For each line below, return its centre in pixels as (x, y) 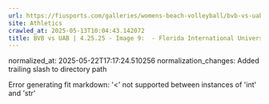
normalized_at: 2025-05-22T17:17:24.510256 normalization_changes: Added (134, 61)
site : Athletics (35, 23)
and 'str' (22, 94)
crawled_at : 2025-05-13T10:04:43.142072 (77, 30)
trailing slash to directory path (58, 70)
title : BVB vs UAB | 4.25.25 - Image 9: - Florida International (121, 38)
